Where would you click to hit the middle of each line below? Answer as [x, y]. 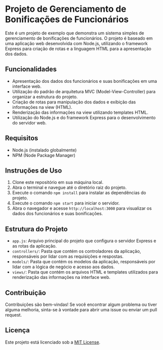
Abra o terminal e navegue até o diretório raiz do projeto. [69, 188]
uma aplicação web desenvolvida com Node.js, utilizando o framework [76, 43]
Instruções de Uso [34, 170]
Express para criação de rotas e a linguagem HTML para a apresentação [78, 49]
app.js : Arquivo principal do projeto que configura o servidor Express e [84, 241]
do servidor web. [29, 123]
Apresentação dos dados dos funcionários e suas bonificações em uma [85, 81]
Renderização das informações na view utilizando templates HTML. [80, 112]
